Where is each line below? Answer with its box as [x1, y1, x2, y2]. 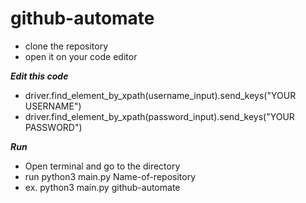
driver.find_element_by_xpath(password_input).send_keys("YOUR [24, 110, 295, 122]
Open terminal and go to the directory [24, 160, 181, 172]
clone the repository [24, 40, 109, 52]
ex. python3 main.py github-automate [24, 181, 181, 193]
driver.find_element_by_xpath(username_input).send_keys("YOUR [24, 89, 297, 101]
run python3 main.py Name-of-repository [24, 170, 196, 182]
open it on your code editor [24, 50, 138, 62]
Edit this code [10, 70, 69, 82]
